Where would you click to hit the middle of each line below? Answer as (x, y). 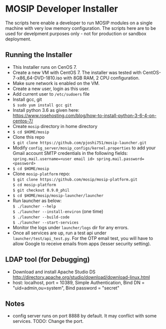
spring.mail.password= (120, 159)
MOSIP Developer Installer (61, 9)
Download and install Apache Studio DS (54, 272)
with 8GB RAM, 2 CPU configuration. (101, 78)
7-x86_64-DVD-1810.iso (37, 78)
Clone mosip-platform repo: (41, 174)
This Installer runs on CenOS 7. (45, 67)
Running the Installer (39, 55)
